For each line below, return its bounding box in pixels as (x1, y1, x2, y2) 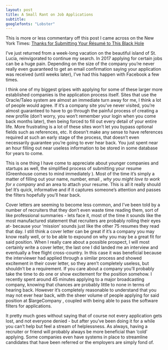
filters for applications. (5, 303, 52, 309)
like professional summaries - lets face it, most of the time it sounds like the (5, 213, 161, 219)
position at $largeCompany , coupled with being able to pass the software (5, 298, 158, 304)
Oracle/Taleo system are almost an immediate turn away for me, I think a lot (5, 97, 161, 103)
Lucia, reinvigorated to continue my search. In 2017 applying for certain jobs (5, 56, 162, 62)
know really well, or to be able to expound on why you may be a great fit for (5, 234, 161, 240)
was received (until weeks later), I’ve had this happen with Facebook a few (5, 71, 159, 78)
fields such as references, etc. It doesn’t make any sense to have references (5, 129, 163, 135)
